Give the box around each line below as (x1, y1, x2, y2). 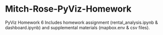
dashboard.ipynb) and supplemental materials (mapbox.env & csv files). (5, 24, 150, 30)
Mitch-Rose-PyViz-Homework (5, 3, 132, 15)
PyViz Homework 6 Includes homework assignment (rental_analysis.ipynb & (5, 19, 158, 25)
